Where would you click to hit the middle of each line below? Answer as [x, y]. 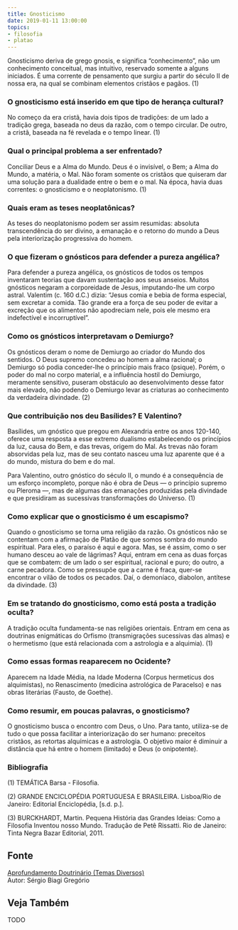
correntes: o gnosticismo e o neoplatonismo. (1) [77, 189]
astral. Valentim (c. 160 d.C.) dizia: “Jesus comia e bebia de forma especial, [117, 295]
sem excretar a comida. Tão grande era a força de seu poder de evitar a [113, 303]
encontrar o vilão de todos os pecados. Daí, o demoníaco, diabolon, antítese [119, 577]
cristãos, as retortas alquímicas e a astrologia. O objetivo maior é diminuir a [118, 741]
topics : [19, 27]
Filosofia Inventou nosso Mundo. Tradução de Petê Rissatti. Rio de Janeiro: [117, 826]
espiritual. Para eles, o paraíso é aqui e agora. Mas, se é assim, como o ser [117, 547]
